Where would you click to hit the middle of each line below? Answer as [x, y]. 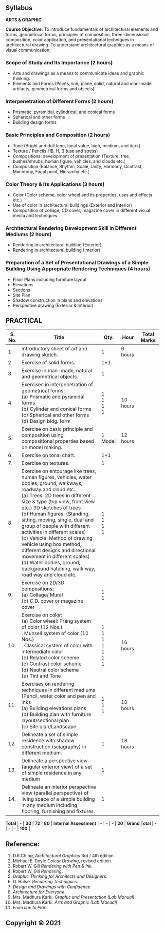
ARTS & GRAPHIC [24, 20]
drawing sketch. [40, 355]
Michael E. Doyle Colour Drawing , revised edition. [62, 861]
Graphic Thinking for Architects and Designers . [60, 876]
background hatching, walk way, [59, 569]
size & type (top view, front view [58, 502]
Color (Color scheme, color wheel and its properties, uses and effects [82, 195]
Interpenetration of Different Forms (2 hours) [60, 101]
